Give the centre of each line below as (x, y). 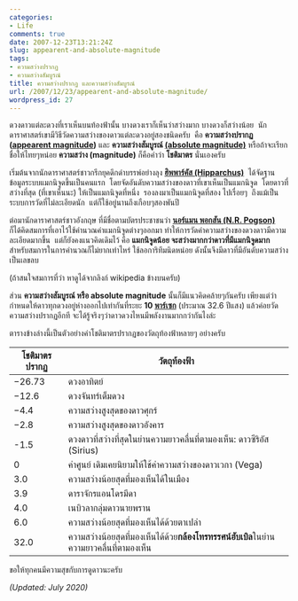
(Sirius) (83, 450)
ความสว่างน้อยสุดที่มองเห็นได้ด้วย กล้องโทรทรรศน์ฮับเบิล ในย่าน (171, 537)
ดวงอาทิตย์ (86, 382)
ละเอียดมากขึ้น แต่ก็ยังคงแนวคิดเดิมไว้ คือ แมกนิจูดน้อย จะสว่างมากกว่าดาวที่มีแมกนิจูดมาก (140, 240)
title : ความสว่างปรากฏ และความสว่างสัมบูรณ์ (72, 83)
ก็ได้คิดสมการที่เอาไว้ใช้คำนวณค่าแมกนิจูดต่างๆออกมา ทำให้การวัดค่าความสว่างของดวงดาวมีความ (148, 230)
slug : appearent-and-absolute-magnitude (85, 51)
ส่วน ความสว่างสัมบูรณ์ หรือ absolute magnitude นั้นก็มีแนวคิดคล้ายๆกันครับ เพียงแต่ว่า (143, 296)
